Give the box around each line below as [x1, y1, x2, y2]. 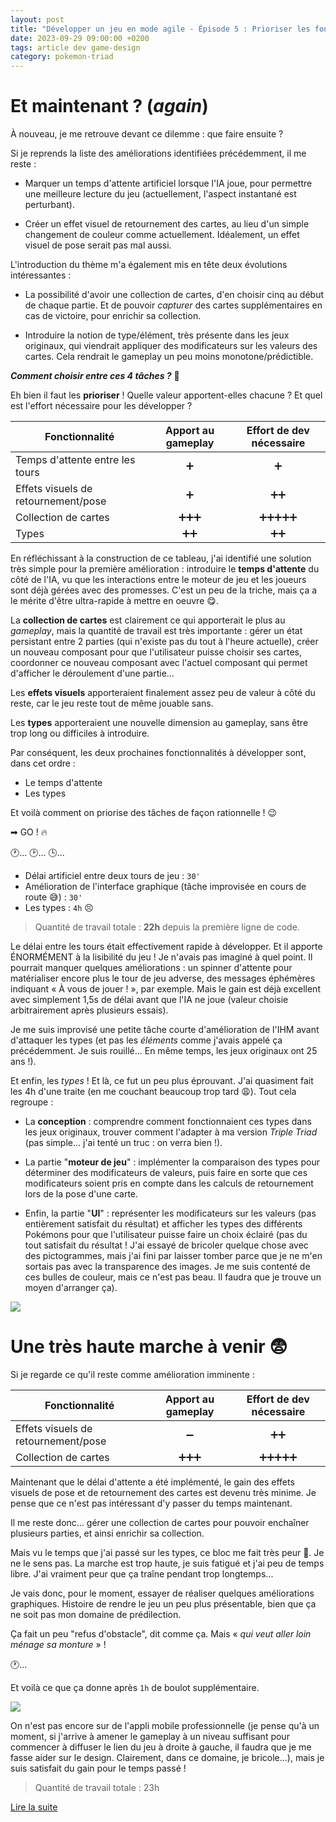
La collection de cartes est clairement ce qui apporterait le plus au [10, 614, 286, 626]
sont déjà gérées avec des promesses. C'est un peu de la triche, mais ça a [10, 584, 318, 596]
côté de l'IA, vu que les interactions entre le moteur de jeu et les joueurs [10, 574, 307, 586]
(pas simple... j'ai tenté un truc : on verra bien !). [24, 1137, 223, 1149]
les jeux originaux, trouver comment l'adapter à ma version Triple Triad [24, 1126, 318, 1138]
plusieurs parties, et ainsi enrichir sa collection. [10, 1527, 205, 1539]
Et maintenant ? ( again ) [10, 95, 209, 118]
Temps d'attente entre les [15, 453, 136, 467]
